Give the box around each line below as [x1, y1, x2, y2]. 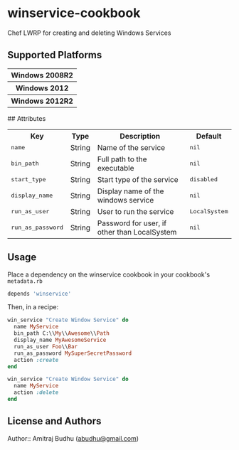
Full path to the [97, 154, 147, 164]
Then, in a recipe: [7, 303, 59, 311]
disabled [189, 176, 218, 183]
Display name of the [97, 186, 164, 196]
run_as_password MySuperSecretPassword [14, 350, 132, 357]
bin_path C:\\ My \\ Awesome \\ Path [14, 330, 110, 337]
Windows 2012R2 [11, 96, 73, 106]
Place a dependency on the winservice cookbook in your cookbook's [7, 270, 211, 279]
